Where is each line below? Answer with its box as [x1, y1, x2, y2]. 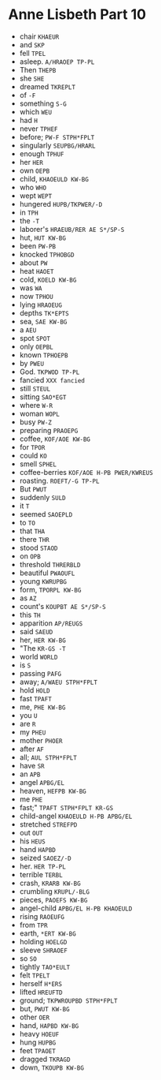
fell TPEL [19, 48, 46, 58]
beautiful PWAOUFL [19, 568, 75, 577]
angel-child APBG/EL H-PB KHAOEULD [19, 903, 133, 913]
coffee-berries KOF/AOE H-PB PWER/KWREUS [19, 467, 153, 476]
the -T [19, 215, 40, 226]
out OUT [19, 828, 43, 837]
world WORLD [19, 652, 58, 661]
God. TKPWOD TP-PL [19, 367, 80, 376]
